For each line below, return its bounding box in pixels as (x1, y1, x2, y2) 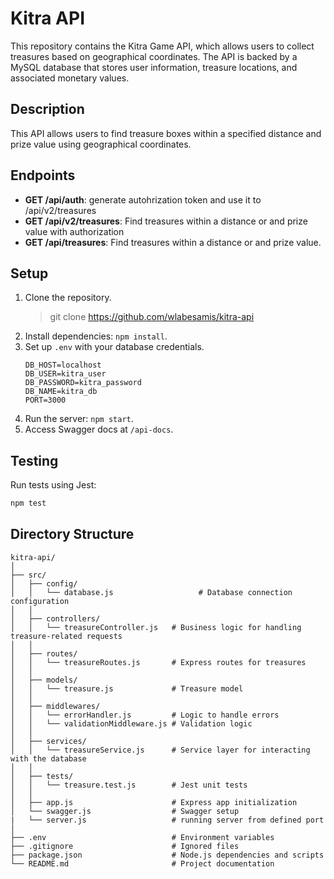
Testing (10, 452, 59, 469)
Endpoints (10, 167, 76, 184)
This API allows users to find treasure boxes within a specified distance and (10, 127, 322, 139)
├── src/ (10, 570, 47, 580)
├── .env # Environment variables (10, 832, 275, 842)
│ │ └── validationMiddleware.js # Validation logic (10, 718, 253, 729)
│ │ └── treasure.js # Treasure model (10, 683, 244, 694)
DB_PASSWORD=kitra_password (24, 378, 142, 388)
